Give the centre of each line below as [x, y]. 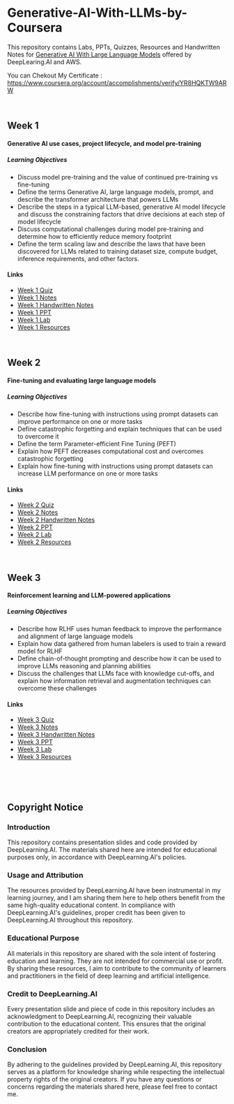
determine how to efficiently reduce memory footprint [94, 236]
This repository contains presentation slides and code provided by [102, 842]
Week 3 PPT [35, 742]
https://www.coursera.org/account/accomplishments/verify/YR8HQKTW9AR [117, 82]
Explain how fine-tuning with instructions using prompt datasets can [115, 466]
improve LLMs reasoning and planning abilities [84, 666]
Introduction [29, 827]
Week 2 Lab [34, 535]
